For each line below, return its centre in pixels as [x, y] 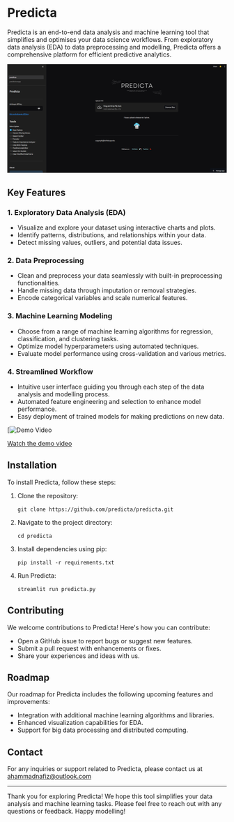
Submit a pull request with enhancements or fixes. [89, 648]
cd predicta [34, 536]
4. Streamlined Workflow [50, 371]
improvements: [29, 702]
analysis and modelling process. [63, 394]
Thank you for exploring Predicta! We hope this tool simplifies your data [110, 796]
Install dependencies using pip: [62, 548]
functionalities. [39, 283]
